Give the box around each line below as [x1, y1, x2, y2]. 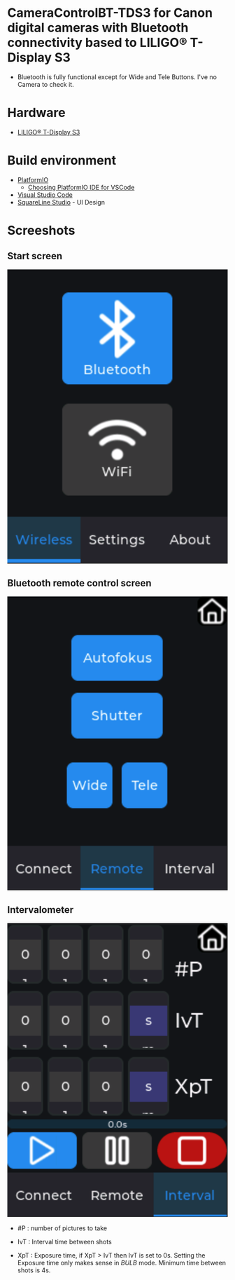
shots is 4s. [17, 1266, 51, 1274]
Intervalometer [7, 904, 74, 916]
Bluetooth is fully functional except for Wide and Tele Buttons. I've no [17, 72, 217, 81]
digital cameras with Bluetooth [7, 20, 189, 36]
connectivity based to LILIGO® [7, 35, 187, 50]
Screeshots [7, 223, 76, 238]
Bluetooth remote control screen [7, 577, 152, 589]
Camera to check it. [17, 80, 75, 88]
